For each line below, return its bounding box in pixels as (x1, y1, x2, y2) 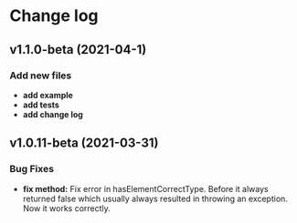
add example (22, 89, 73, 100)
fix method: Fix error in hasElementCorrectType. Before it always (22, 183, 269, 194)
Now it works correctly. (22, 202, 111, 214)
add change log (22, 108, 84, 119)
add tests (22, 99, 59, 110)
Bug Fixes (9, 163, 55, 176)
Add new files (9, 69, 72, 82)
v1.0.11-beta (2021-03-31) (9, 136, 159, 151)
